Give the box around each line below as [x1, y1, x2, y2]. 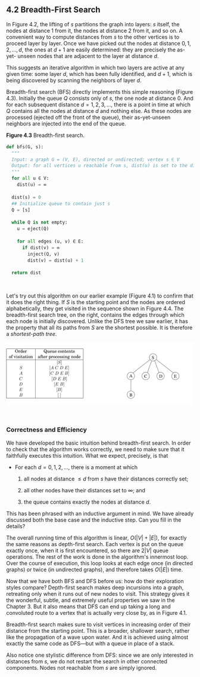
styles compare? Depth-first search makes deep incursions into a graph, [6, 584, 184, 591]
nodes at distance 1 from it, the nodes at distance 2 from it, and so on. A [6, 27, 183, 34]
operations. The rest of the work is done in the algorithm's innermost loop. [6, 553, 189, 560]
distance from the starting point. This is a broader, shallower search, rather [6, 627, 190, 634]
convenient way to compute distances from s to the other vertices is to [6, 33, 180, 41]
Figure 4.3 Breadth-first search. [6, 131, 85, 139]
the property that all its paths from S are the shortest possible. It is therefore [6, 324, 193, 331]
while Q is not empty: [11, 219, 68, 226]
